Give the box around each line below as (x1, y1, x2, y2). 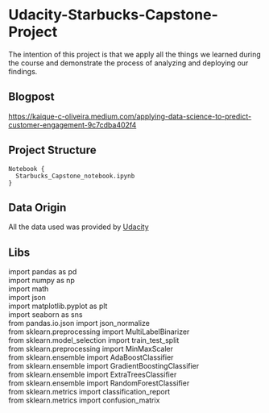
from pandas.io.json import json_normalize (8, 319, 151, 328)
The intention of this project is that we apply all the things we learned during (8, 49, 261, 59)
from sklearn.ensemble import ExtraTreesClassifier (8, 369, 177, 380)
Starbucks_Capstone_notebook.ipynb (15, 172, 135, 180)
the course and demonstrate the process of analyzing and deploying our (8, 58, 249, 68)
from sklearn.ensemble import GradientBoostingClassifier (8, 361, 200, 371)
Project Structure (8, 144, 97, 157)
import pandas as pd (8, 267, 77, 277)
